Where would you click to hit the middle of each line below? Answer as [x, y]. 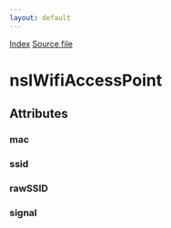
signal [24, 213]
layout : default [40, 18]
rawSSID [29, 188]
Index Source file [41, 44]
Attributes [39, 114]
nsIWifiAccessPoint [86, 80]
